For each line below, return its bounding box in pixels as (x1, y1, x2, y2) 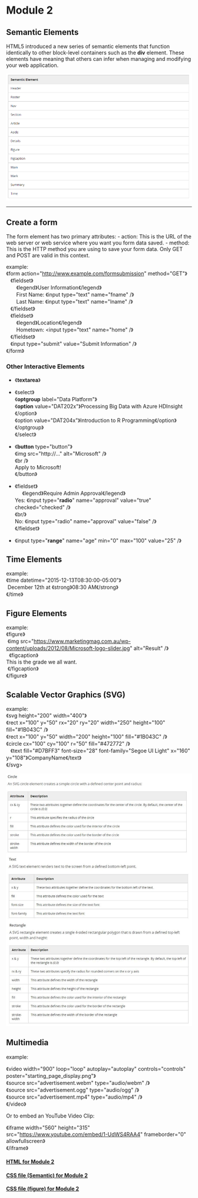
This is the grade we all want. (6, 658, 78, 666)
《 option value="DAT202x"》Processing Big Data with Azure (14, 402, 158, 410)
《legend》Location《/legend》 (16, 319, 82, 326)
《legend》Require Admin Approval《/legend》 (22, 489, 126, 497)
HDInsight (159, 402, 183, 410)
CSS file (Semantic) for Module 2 (6, 1171, 88, 1178)
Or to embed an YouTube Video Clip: (6, 1112, 95, 1119)
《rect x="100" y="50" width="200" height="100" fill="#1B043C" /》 (6, 733, 167, 740)
